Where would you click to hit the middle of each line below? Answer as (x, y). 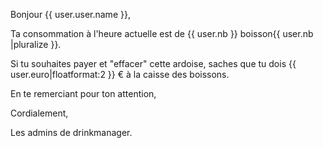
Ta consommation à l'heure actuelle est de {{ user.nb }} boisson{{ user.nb (162, 33)
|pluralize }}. (36, 44)
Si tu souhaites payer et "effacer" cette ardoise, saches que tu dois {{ (153, 63)
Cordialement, (39, 113)
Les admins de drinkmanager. (71, 132)
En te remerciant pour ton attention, (83, 93)
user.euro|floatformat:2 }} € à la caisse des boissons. (120, 74)
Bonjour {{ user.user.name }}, (70, 14)
